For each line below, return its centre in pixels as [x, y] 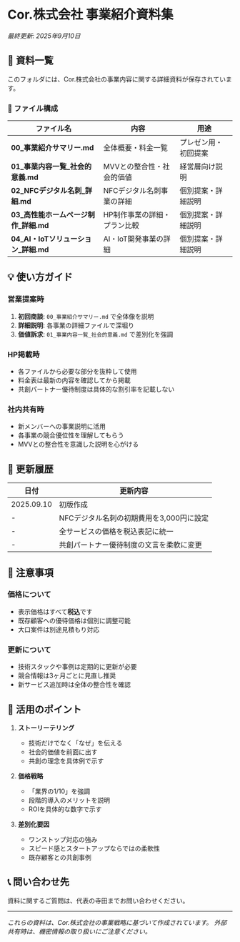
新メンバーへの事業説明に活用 [61, 427]
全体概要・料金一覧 [135, 148]
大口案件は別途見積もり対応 [59, 629]
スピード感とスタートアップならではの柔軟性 [94, 848]
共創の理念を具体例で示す [66, 760]
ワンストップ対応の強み [63, 839]
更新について [29, 650]
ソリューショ [70, 239]
